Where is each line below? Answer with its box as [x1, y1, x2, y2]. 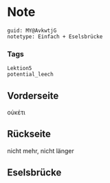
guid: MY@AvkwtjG [7, 27, 57, 34]
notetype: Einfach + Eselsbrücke [7, 33, 103, 40]
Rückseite [7, 128, 52, 140]
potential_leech [7, 71, 54, 78]
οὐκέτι [7, 108, 25, 116]
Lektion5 [7, 65, 32, 72]
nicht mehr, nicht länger [7, 146, 74, 155]
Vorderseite [7, 89, 59, 101]
